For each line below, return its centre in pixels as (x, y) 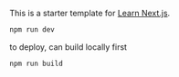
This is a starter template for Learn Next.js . (90, 13)
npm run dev (32, 30)
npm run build (37, 63)
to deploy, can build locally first (68, 47)
